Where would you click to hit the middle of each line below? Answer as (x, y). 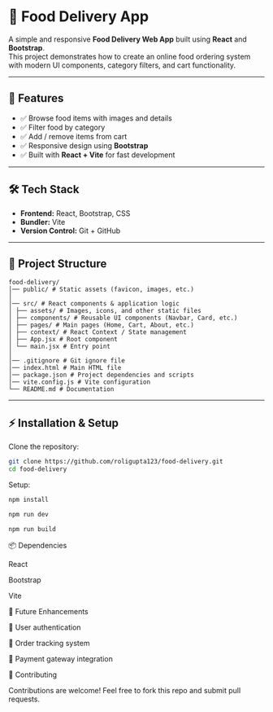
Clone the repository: (44, 446)
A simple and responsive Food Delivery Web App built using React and (128, 39)
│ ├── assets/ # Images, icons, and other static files (105, 311)
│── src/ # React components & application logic (94, 304)
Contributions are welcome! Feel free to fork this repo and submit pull (125, 690)
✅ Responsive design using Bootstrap (84, 145)
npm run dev (28, 514)
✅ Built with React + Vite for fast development (97, 155)
